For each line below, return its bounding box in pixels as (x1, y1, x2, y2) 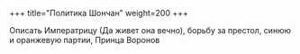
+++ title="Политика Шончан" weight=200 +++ (9, 8, 189, 18)
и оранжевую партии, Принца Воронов (9, 35, 160, 45)
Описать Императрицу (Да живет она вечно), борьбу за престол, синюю (9, 25, 291, 35)
